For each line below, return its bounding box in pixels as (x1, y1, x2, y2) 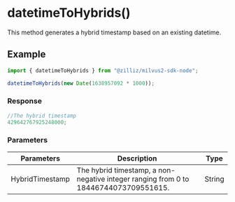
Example (7, 48, 46, 60)
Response (7, 96, 42, 106)
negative (76, 174, 106, 184)
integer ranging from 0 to (106, 174, 190, 184)
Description (117, 153, 157, 163)
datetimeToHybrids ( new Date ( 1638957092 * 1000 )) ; (7, 79, 155, 87)
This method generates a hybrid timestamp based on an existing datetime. (7, 28, 222, 36)
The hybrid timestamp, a (76, 165, 157, 175)
